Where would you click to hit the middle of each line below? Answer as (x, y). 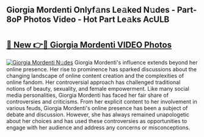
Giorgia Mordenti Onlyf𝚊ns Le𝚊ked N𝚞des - (91, 10)
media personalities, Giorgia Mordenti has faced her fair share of (88, 95)
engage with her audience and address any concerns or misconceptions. (98, 128)
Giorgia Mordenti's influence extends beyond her (136, 62)
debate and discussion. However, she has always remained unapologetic (98, 114)
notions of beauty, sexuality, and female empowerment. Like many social (98, 89)
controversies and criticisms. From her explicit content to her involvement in (102, 102)
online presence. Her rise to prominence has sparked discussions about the (102, 69)
